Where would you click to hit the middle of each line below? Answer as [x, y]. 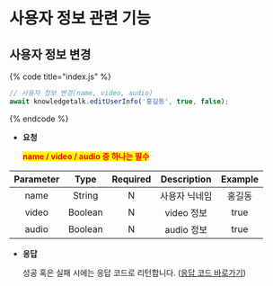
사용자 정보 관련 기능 [80, 18]
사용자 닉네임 [186, 196]
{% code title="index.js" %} [61, 76]
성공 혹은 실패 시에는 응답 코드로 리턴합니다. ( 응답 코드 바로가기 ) [134, 273]
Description [186, 179]
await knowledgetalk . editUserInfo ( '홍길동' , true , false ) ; [119, 101]
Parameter [37, 179]
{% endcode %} [39, 119]
